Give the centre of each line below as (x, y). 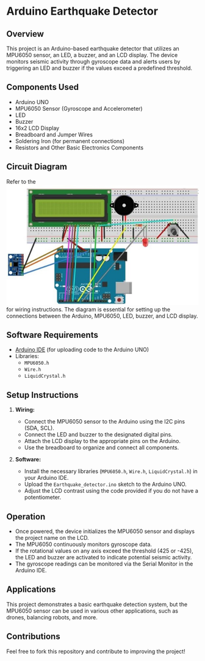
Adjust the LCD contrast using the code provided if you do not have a (111, 491)
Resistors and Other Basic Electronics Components (79, 148)
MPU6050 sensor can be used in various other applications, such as (92, 611)
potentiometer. (43, 498)
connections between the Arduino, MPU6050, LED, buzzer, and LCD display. (102, 316)
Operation (26, 516)
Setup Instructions (42, 395)
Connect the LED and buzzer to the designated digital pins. (98, 435)
